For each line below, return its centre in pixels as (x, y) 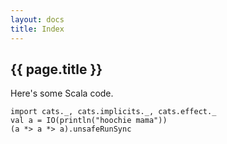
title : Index (37, 29)
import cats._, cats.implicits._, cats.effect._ (113, 112)
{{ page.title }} (56, 69)
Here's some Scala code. (62, 93)
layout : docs (37, 19)
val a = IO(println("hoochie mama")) (89, 121)
